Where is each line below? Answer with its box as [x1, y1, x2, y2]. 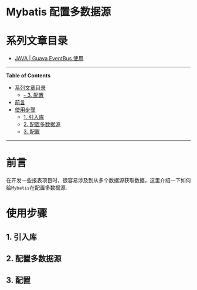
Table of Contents [6, 72, 51, 79]
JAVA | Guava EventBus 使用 [14, 55, 84, 62]
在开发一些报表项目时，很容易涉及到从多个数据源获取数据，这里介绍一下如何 [6, 177, 191, 184]
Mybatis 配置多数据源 [6, 5, 111, 19]
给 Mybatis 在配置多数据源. [6, 184, 67, 191]
